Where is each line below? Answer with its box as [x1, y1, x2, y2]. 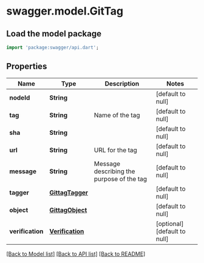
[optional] [155, 219, 184, 228]
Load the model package [6, 29, 102, 39]
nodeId [9, 93, 30, 101]
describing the [93, 167, 135, 176]
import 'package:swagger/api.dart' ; [6, 44, 99, 50]
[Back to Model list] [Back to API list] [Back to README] [6, 250, 146, 258]
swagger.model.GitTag [6, 4, 123, 18]
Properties [6, 61, 47, 72]
